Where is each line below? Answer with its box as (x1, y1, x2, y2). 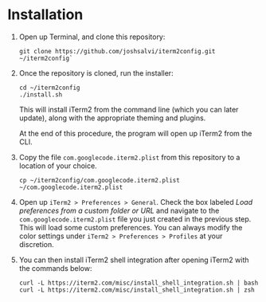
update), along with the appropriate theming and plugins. (18, 113, 206, 123)
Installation (7, 6, 84, 24)
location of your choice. (18, 161, 97, 171)
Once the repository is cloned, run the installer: (18, 68, 174, 77)
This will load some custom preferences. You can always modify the (18, 222, 243, 232)
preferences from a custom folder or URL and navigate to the (18, 206, 220, 215)
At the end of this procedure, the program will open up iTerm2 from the (18, 128, 252, 138)
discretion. (18, 239, 55, 249)
